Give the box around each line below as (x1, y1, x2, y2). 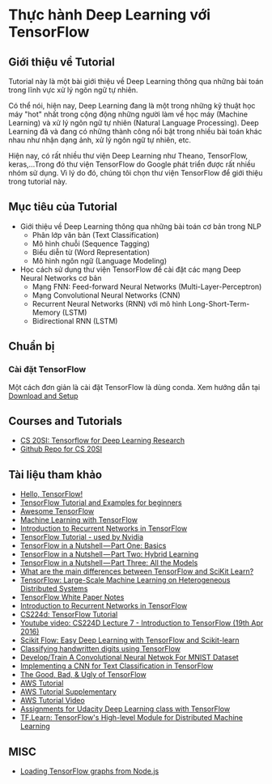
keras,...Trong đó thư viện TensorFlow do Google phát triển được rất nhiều (8, 159, 256, 169)
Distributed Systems (19, 584, 88, 594)
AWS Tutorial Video (19, 696, 85, 706)
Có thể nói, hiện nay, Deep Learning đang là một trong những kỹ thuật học (8, 101, 256, 110)
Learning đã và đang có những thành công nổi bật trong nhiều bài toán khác (8, 127, 262, 136)
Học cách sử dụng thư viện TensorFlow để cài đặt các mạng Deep (19, 265, 241, 274)
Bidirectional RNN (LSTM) (32, 316, 118, 325)
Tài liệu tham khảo (8, 468, 103, 481)
